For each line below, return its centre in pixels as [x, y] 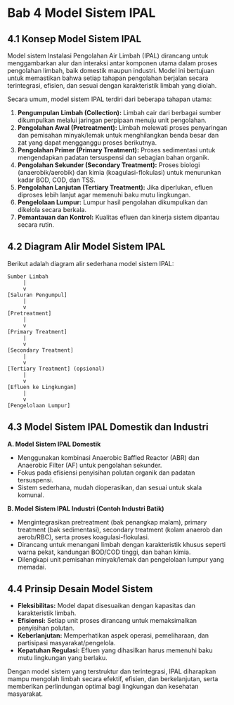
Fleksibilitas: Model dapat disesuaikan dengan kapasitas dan [106, 606]
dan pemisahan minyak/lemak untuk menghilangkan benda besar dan [118, 135]
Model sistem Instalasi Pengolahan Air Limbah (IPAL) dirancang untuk [108, 55]
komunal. [31, 495]
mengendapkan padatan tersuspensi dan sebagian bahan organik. [113, 157]
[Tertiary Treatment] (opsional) [56, 369]
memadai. [32, 567]
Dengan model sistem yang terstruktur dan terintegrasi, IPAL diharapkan [112, 671]
